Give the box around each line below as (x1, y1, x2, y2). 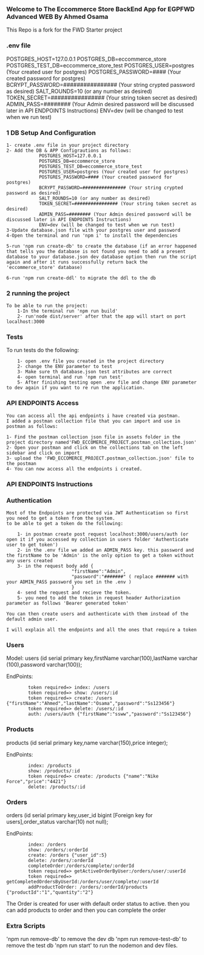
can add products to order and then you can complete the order (6, 906, 166, 914)
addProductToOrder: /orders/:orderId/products (28, 884, 148, 890)
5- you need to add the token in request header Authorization (17, 595, 181, 601)
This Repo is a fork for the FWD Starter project (6, 26, 123, 33)
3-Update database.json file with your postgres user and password (6, 227, 181, 233)
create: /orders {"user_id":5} (28, 852, 107, 858)
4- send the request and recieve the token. (17, 590, 132, 596)
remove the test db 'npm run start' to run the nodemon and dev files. (6, 942, 178, 949)
